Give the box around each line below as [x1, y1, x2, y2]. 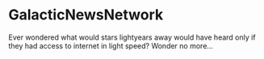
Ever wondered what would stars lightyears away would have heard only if [8, 32, 256, 42]
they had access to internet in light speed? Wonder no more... [8, 40, 214, 50]
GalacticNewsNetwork [8, 6, 164, 24]
